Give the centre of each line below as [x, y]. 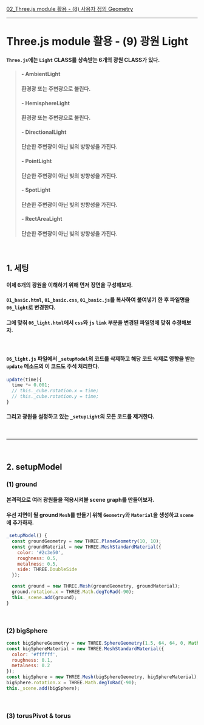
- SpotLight [36, 190]
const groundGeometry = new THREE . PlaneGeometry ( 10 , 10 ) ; [87, 541]
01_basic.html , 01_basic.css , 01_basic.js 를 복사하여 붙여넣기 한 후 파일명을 [98, 300]
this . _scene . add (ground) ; [45, 597]
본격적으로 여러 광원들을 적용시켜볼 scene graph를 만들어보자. [80, 499]
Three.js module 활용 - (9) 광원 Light [97, 42]
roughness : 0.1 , [32, 660]
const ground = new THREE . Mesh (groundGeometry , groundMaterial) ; [96, 586]
